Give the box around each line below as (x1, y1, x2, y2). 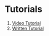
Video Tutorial (11, 20, 41, 26)
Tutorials (4, 3, 42, 15)
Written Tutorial (11, 25, 44, 31)
